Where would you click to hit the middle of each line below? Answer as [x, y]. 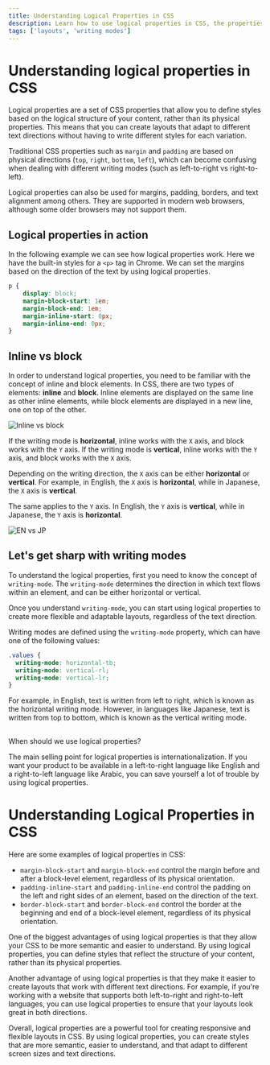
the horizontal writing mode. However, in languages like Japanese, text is [129, 709]
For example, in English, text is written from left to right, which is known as [131, 700]
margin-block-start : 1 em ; [66, 301]
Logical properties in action [78, 235]
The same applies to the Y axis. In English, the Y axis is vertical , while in [127, 506]
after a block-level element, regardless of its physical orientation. [127, 878]
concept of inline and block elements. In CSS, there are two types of [121, 384]
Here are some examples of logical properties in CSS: [97, 854]
